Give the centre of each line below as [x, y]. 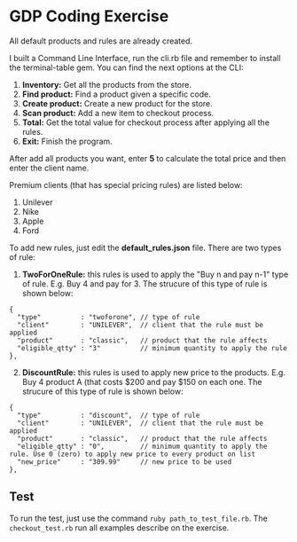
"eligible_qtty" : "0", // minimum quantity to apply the [142, 446]
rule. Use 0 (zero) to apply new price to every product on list [132, 454]
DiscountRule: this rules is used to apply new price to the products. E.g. [154, 372]
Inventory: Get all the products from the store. [107, 84]
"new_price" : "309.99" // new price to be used [125, 462]
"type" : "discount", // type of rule [109, 415]
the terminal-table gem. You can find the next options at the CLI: [126, 67]
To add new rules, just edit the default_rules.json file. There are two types [145, 247]
